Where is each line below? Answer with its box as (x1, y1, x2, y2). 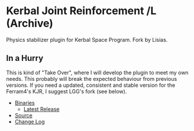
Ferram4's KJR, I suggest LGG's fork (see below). (6, 87, 127, 95)
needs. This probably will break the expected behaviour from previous (6, 75, 177, 82)
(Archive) (6, 17, 53, 30)
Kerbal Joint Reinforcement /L (6, 4, 157, 18)
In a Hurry (6, 53, 44, 63)
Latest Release (23, 105, 60, 113)
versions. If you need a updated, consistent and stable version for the (6, 81, 176, 89)
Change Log (14, 118, 46, 125)
